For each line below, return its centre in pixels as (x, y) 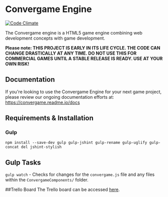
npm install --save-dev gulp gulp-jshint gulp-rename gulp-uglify (76, 143)
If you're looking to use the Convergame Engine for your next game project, (83, 92)
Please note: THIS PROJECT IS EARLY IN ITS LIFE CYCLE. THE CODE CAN (83, 48)
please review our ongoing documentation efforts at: (60, 97)
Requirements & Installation (50, 118)
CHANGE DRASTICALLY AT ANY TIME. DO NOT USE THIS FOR (71, 53)
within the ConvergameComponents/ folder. (47, 180)
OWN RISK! (17, 64)
